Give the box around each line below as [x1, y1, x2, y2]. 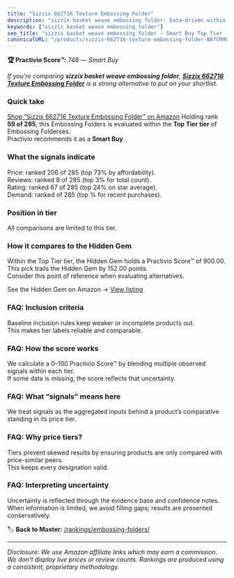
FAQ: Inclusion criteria [7, 303, 84, 313]
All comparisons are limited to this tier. [7, 224, 117, 232]
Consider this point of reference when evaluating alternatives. [7, 272, 185, 280]
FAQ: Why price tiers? [7, 432, 83, 442]
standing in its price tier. [7, 415, 77, 423]
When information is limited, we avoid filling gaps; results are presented [7, 503, 212, 512]
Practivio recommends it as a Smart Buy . [7, 135, 125, 143]
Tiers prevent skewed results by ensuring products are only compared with [7, 448, 223, 457]
